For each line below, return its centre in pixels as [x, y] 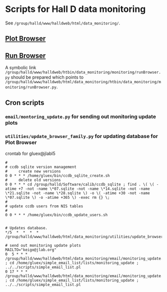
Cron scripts [25, 102]
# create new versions [33, 171]
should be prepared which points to [47, 77]
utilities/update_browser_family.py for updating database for [82, 137]
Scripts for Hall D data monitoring [75, 9]
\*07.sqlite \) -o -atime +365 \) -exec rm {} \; [58, 197]
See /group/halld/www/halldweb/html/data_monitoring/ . [63, 23]
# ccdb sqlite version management [41, 167]
